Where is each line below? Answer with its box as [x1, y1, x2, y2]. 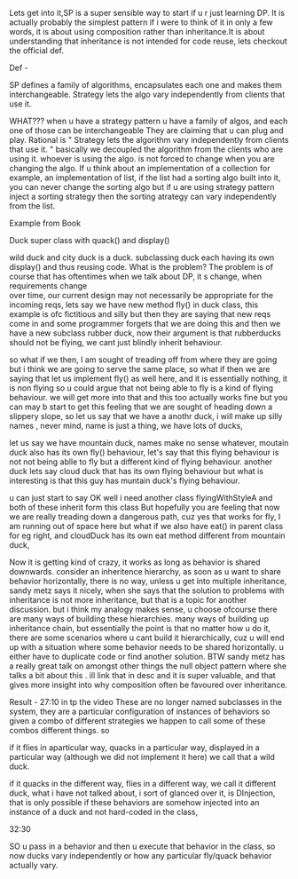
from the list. [9, 201, 56, 211]
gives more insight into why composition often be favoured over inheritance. [9, 679, 288, 690]
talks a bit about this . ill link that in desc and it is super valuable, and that [9, 670, 277, 680]
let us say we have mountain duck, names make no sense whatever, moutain [9, 438, 289, 447]
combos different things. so [9, 725, 110, 735]
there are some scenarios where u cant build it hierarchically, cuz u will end [9, 632, 286, 643]
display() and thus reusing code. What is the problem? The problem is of [9, 262, 273, 272]
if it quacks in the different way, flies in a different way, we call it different [9, 779, 277, 788]
